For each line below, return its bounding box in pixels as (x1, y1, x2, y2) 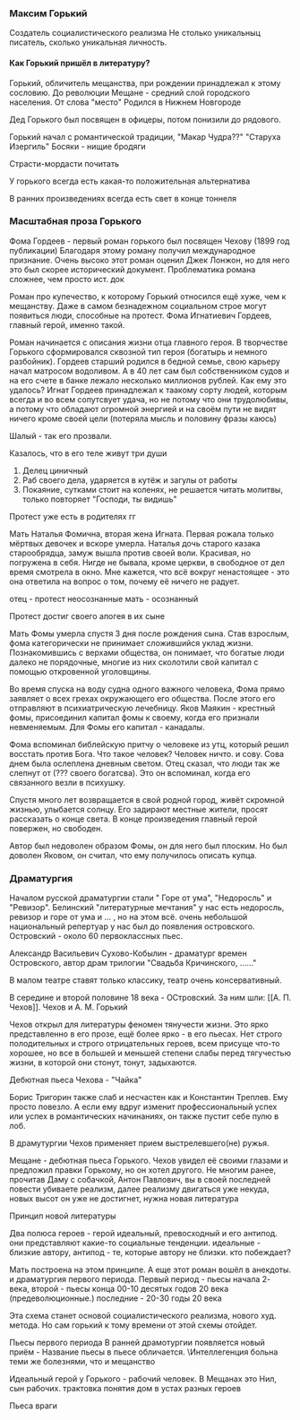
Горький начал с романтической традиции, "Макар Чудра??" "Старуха (9, 131, 281, 142)
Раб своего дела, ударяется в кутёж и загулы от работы (21, 474, 237, 486)
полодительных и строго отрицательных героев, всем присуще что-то (9, 1038, 280, 1049)
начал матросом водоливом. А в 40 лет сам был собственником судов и (9, 366, 289, 376)
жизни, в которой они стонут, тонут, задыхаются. (9, 1057, 198, 1068)
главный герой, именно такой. (9, 319, 125, 330)
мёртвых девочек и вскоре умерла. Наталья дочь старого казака (9, 538, 261, 548)
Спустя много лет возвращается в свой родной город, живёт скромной (9, 794, 285, 805)
